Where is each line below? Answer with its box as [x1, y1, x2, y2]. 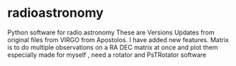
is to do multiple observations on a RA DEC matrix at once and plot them [7, 43, 218, 51]
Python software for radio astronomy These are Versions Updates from [7, 28, 215, 37]
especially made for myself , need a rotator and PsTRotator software [7, 51, 207, 59]
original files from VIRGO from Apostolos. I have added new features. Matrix [7, 35, 229, 44]
